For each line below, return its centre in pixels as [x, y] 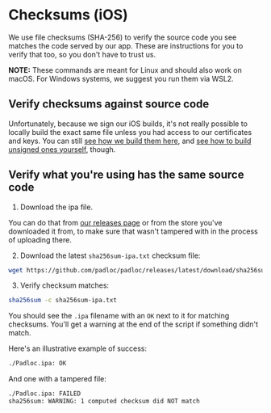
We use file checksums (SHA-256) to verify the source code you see [123, 37]
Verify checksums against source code [109, 104]
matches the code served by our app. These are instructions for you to [126, 45]
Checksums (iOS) [69, 15]
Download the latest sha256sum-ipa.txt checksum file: [110, 255]
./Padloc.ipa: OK [38, 364]
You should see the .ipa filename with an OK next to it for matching [119, 316]
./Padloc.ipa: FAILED [45, 394]
